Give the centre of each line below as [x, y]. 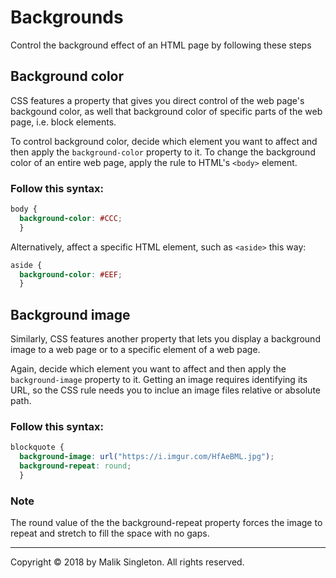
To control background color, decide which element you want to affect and [164, 141]
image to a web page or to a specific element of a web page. [135, 350]
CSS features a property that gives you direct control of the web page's [157, 100]
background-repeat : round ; [75, 466]
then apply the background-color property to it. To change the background [163, 152]
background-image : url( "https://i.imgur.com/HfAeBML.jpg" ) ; [147, 457]
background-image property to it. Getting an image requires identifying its [159, 380]
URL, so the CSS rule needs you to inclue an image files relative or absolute [166, 390]
